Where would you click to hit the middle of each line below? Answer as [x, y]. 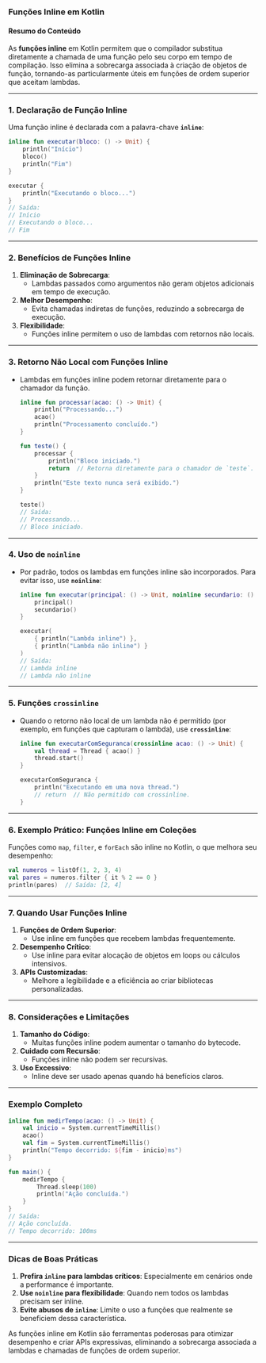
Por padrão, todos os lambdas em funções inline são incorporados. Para [137, 572]
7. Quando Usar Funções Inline [68, 912]
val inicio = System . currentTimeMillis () [91, 1128]
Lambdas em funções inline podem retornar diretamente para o [123, 379]
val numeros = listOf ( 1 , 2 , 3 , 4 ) [65, 870]
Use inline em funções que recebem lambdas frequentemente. [133, 938]
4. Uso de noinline [44, 555]
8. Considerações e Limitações [69, 1016]
